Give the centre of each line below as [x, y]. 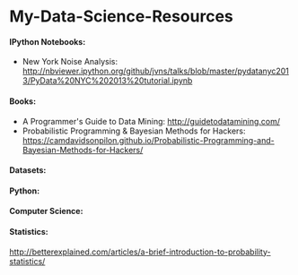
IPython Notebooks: [48, 41]
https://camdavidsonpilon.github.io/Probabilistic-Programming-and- [149, 140]
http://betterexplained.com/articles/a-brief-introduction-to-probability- [140, 252]
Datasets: [28, 170]
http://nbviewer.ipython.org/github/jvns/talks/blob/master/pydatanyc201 [156, 71]
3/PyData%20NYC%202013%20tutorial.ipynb [107, 81]
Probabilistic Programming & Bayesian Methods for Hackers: [134, 131]
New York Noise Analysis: [70, 62]
